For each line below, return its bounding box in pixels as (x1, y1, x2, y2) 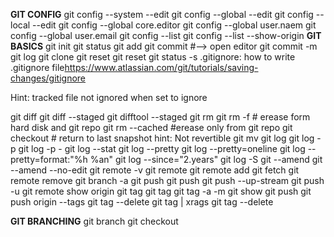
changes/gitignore (10, 72, 86, 84)
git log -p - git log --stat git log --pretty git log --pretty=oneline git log (18, 143, 306, 154)
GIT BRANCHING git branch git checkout (10, 215, 179, 227)
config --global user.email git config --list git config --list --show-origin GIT (10, 30, 322, 41)
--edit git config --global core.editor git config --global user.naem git (32, 19, 317, 31)
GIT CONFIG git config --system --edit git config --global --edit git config (10, 9, 314, 20)
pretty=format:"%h (10, 154, 88, 165)
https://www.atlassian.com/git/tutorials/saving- (64, 62, 259, 73)
